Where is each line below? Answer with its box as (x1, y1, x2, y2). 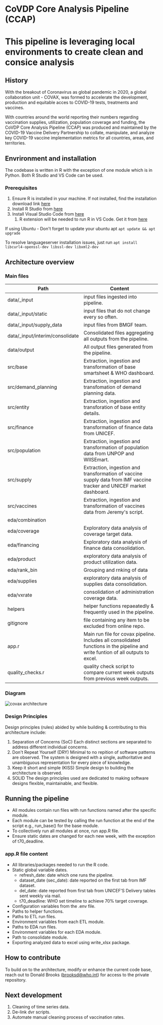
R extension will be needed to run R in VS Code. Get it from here (19, 216, 148, 222)
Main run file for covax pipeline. (83, 630, 155, 637)
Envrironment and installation (5, 154, 97, 162)
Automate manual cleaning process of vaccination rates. (12, 1014, 125, 1020)
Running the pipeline (5, 794, 69, 803)
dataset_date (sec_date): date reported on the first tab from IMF (19, 877, 147, 883)
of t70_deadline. (12, 838, 45, 844)
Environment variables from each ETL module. (12, 919, 105, 925)
